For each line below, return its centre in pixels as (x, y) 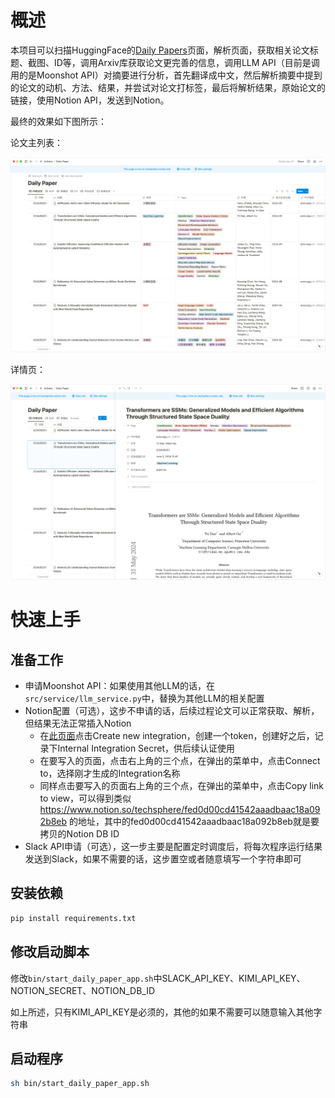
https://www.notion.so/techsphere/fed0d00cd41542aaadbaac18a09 (180, 809)
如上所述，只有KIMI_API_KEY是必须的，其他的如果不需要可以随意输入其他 (162, 1012)
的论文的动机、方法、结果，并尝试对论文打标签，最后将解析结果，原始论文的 (168, 87)
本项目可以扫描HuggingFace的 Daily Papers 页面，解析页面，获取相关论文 (160, 50)
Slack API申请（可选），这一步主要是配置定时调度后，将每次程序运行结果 (173, 846)
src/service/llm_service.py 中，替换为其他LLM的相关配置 (144, 698)
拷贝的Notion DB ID (79, 834)
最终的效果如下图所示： (58, 121)
